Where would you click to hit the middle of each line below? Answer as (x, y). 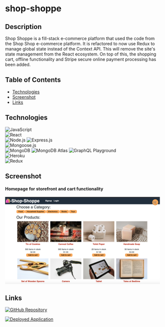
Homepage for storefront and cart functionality (54, 189)
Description (23, 27)
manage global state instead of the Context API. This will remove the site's (80, 49)
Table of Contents (33, 80)
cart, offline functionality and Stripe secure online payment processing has (81, 59)
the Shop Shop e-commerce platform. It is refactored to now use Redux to (80, 44)
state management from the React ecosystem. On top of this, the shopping (81, 54)
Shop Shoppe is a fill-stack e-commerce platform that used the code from (80, 38)
